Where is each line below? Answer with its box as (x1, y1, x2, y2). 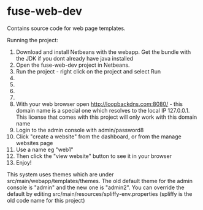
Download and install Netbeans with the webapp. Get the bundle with (15, 48, 191, 56)
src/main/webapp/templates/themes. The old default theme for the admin (7, 177, 193, 184)
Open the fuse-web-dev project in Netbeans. (15, 61, 130, 69)
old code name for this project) (7, 197, 85, 204)
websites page (15, 139, 53, 146)
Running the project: (7, 36, 59, 43)
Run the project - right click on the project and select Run (15, 67, 161, 75)
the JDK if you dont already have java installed (15, 54, 134, 62)
